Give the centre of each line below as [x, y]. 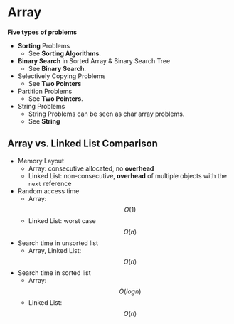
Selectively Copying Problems [62, 76]
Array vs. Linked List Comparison [83, 144]
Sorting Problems [44, 45]
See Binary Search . [57, 68]
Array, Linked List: [55, 250]
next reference [50, 183]
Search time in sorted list [54, 272]
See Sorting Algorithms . [65, 53]
